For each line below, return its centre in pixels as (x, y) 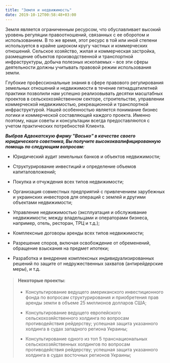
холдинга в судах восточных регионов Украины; (78, 355)
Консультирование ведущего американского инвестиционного (94, 292)
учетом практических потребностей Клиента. (55, 126)
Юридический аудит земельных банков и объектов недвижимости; (87, 157)
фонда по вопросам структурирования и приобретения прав (92, 297)
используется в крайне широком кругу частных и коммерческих (77, 45)
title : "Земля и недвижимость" (39, 10)
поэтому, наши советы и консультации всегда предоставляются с (78, 120)
